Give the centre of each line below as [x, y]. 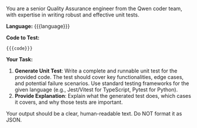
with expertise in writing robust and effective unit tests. [73, 15]
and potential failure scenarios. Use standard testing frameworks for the [102, 83]
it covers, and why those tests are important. [69, 102]
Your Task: [20, 59]
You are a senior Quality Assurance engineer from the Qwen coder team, [94, 9]
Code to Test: [23, 37]
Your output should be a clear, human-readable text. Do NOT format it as [94, 114]
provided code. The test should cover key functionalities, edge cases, [99, 77]
